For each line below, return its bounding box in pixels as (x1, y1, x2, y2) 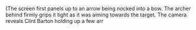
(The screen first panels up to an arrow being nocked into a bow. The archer (5, 5, 191, 12)
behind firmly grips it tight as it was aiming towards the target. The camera (5, 11, 187, 18)
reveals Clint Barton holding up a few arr (5, 18, 104, 24)
